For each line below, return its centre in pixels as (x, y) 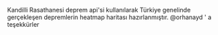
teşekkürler (23, 24)
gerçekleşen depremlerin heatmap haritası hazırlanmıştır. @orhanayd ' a (109, 17)
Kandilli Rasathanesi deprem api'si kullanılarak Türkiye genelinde (99, 10)
